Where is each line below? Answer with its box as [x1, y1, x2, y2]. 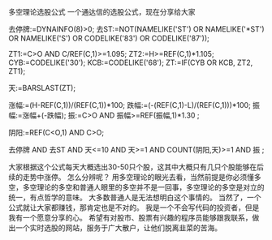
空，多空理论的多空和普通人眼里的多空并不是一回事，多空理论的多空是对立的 [8, 182, 265, 192]
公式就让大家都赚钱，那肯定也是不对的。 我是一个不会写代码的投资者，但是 [8, 203, 260, 212]
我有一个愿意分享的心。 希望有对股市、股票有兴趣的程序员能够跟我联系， [8, 213, 253, 222]
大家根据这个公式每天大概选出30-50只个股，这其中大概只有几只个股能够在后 [8, 162, 265, 172]
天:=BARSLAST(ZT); [8, 84, 76, 92]
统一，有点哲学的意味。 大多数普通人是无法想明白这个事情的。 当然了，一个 [8, 193, 261, 202]
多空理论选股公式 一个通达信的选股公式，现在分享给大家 [8, 7, 196, 16]
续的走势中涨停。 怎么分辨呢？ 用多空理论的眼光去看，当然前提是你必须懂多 [8, 173, 261, 182]
